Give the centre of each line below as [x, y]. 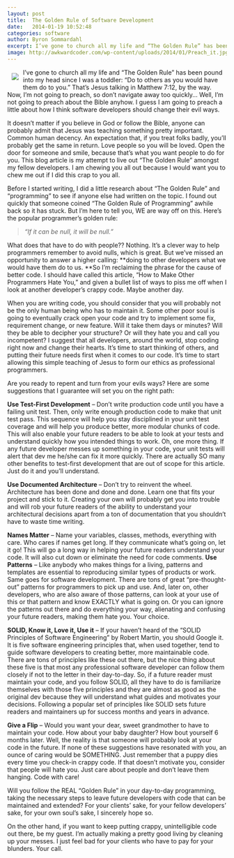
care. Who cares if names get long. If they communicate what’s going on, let [117, 542]
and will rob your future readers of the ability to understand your [99, 506]
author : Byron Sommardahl [45, 40]
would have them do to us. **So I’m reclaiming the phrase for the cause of [115, 267]
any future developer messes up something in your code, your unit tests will [116, 449]
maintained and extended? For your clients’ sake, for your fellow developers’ [117, 805]
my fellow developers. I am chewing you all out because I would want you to [117, 167]
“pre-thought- [206, 579]
